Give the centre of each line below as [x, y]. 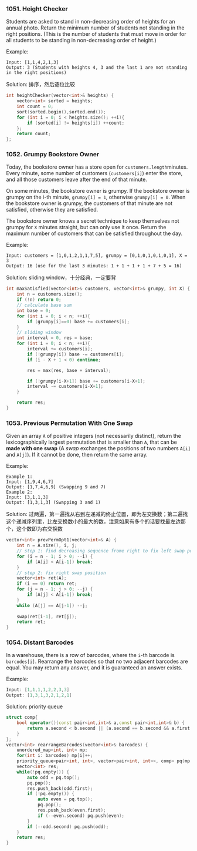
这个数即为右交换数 [39, 529]
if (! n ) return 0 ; [39, 300]
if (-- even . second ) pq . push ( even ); [81, 816]
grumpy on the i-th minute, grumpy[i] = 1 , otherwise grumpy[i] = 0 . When [96, 197]
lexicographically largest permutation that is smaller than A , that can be [91, 442]
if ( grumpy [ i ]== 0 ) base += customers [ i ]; [79, 321]
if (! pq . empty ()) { [51, 794]
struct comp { [22, 718]
